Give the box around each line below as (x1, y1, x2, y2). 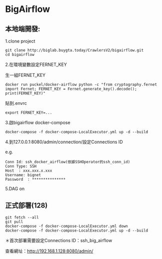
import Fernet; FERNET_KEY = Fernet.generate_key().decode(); (5, 86, 137, 91)
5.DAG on (5, 186, 25, 192)
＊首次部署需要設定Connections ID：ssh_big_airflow (5, 237, 112, 243)
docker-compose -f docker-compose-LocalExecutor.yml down (5, 224, 128, 229)
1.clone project (5, 38, 36, 44)
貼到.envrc (5, 100, 27, 106)
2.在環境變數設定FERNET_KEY (5, 61, 67, 67)
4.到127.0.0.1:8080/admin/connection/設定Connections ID (5, 139, 123, 145)
